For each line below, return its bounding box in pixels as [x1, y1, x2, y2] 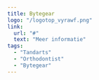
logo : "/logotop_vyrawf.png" [7, 17, 93, 24]
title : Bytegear [7, 10, 55, 17]
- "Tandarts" [13, 49, 52, 56]
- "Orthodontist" [13, 56, 65, 63]
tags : [7, 42, 23, 49]
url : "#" [13, 29, 39, 37]
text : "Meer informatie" [13, 36, 86, 43]
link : [7, 23, 23, 30]
